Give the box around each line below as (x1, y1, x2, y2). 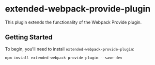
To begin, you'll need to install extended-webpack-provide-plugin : (5, 46, 135, 52)
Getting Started (5, 33, 53, 41)
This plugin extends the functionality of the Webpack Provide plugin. (5, 19, 142, 25)
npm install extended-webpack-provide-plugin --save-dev (5, 55, 123, 60)
